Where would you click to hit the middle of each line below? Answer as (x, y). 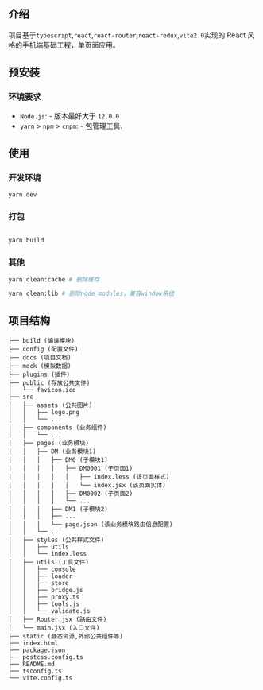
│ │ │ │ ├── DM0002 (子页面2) (71, 494)
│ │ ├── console (43, 570)
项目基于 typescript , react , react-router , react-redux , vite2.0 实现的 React (127, 35)
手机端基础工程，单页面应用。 (71, 45)
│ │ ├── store (39, 583)
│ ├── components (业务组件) (58, 428)
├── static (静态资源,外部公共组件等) (66, 637)
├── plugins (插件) (39, 375)
